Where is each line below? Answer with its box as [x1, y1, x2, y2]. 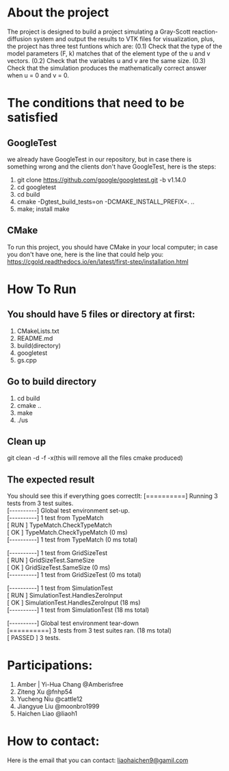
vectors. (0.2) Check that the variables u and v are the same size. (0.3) [7, 56, 206, 64]
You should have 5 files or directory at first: [7, 308, 196, 320]
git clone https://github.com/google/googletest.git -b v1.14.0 [16, 175, 187, 184]
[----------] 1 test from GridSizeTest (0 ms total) [7, 571, 142, 579]
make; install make [16, 204, 70, 213]
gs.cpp [16, 356, 37, 364]
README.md [16, 334, 53, 342]
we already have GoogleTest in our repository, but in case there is [7, 155, 192, 163]
